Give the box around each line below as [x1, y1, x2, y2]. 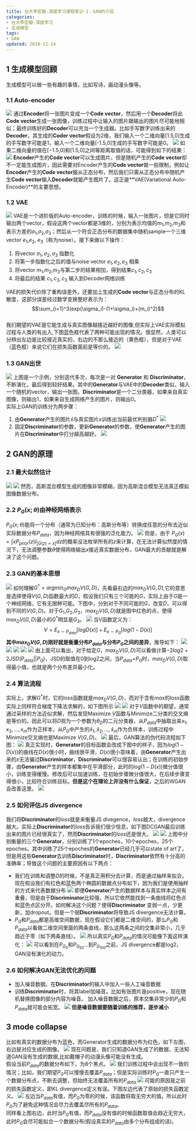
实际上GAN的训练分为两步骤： [6, 403, 79, 410]
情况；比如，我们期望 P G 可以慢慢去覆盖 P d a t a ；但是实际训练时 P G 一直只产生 [6, 1068, 185, 1077]
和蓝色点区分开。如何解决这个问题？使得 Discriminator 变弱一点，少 [14, 901, 178, 908]
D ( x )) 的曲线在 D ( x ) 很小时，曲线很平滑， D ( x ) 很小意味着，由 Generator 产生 [6, 749, 181, 756]
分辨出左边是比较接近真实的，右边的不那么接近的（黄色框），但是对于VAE [6, 336, 182, 343]
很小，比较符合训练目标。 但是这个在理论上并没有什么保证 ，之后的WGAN [10, 778, 186, 785]
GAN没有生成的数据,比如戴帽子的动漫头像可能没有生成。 [10, 1053, 147, 1060]
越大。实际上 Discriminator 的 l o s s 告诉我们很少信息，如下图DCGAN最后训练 [6, 823, 185, 830]
